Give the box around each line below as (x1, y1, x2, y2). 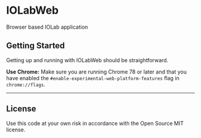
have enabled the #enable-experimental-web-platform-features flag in (6, 74, 179, 81)
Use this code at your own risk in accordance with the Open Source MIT (6, 119, 184, 127)
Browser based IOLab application (6, 23, 89, 30)
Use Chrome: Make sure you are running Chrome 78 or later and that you (6, 68, 187, 75)
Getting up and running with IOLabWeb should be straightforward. (6, 56, 169, 63)
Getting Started (6, 41, 65, 51)
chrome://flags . (6, 81, 46, 88)
